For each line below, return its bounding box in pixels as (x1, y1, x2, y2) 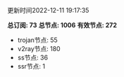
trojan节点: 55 (17, 36, 58, 44)
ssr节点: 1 (17, 62, 46, 70)
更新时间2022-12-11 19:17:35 (7, 6, 89, 14)
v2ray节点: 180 (17, 45, 61, 52)
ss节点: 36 (17, 53, 48, 62)
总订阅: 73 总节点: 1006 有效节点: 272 (7, 21, 118, 29)
